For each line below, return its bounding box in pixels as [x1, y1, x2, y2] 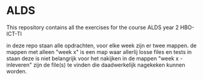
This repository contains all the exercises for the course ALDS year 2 [6, 24, 179, 31]
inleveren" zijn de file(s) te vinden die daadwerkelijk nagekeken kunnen [6, 61, 185, 68]
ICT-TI [6, 30, 23, 37]
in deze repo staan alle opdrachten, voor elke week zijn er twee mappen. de [6, 42, 197, 49]
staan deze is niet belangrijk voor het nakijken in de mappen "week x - [6, 55, 183, 62]
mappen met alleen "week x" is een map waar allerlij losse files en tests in [6, 48, 192, 55]
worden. [6, 67, 27, 75]
